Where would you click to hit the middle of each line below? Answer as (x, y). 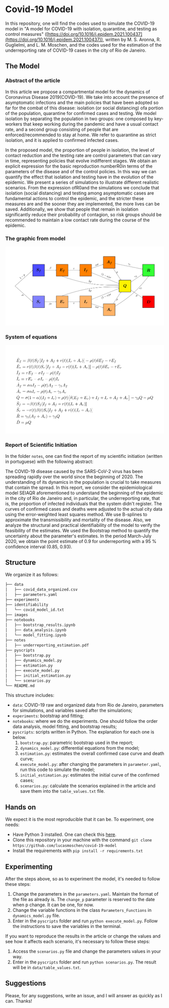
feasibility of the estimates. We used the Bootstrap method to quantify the (82, 530)
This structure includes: (30, 695)
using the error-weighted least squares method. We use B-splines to (76, 514)
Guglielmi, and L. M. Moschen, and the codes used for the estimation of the (84, 45)
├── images (17, 615)
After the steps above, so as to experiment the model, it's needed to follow (83, 879)
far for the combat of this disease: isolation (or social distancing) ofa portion (84, 108)
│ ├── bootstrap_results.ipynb (40, 625)
